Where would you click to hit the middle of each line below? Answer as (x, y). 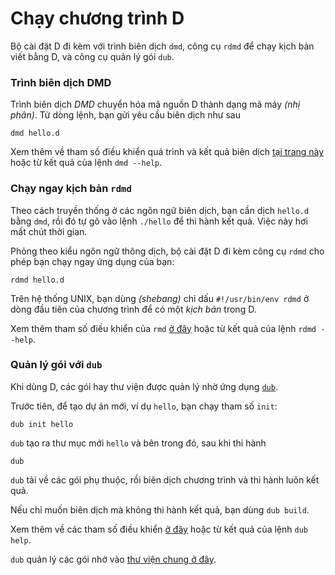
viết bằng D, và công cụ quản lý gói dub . (92, 56)
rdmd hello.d (37, 280)
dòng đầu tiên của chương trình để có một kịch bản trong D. (133, 309)
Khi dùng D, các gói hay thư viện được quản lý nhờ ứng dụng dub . (144, 386)
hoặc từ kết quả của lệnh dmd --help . (86, 163)
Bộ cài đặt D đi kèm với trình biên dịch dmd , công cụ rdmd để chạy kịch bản (162, 46)
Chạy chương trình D (97, 18)
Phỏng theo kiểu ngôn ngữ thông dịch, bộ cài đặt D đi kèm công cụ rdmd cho (167, 251)
